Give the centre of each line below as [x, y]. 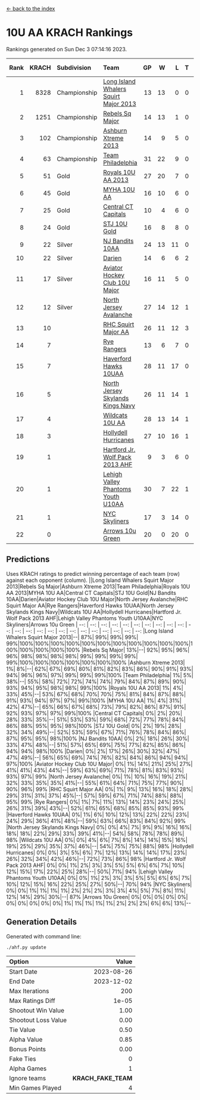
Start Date [23, 971]
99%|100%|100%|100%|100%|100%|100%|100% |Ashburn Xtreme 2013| [96, 662]
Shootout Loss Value [38, 1020]
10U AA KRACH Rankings [70, 33]
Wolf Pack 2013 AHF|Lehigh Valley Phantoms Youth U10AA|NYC [85, 618]
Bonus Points [28, 1049]
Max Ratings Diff [32, 1000]
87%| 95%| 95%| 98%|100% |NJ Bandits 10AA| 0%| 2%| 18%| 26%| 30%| [98, 738]
